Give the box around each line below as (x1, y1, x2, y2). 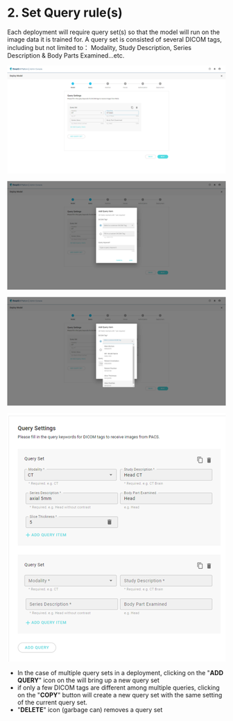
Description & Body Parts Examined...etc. (7, 51, 125, 60)
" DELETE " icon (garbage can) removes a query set (17, 705, 163, 713)
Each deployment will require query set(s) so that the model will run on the (7, 28, 221, 36)
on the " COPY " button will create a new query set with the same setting (17, 690, 223, 699)
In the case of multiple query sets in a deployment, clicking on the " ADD (17, 668, 224, 677)
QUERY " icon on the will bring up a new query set (17, 676, 159, 684)
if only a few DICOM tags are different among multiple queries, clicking (17, 683, 220, 692)
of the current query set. (17, 698, 88, 706)
